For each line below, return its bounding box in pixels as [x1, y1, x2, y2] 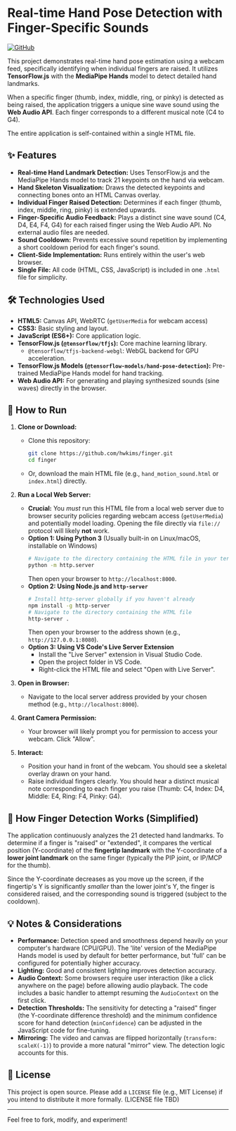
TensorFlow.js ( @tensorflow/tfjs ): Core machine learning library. [17, 339, 207, 347]
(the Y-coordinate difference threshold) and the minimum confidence [17, 1011, 218, 1019]
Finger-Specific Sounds [7, 20, 149, 36]
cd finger [27, 456, 58, 464]
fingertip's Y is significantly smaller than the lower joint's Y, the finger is [7, 882, 216, 891]
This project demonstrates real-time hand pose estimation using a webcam [7, 56, 225, 65]
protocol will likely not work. [27, 527, 110, 535]
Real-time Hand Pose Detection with [7, 5, 223, 21]
